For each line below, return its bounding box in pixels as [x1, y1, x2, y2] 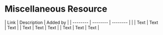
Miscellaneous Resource [4, 3, 108, 15]
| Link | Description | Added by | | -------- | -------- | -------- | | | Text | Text [4, 19, 158, 25]
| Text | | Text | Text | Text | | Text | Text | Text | [4, 24, 99, 30]
